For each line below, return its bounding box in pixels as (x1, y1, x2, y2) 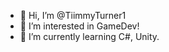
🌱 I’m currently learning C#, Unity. (19, 31, 160, 42)
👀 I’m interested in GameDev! (19, 20, 140, 32)
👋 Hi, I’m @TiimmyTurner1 (19, 10, 127, 21)
